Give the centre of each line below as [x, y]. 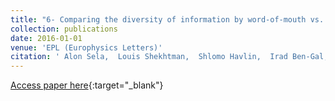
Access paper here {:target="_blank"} [87, 85]
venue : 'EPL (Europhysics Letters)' [86, 47]
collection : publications [64, 29]
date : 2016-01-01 [46, 38]
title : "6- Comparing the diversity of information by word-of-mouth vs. [167, 19]
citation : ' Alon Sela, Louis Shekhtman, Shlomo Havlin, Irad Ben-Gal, [169, 57]
